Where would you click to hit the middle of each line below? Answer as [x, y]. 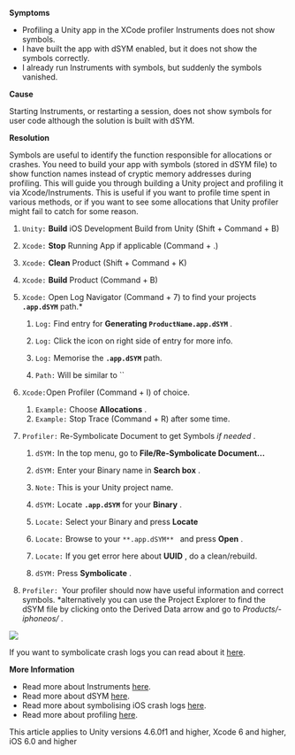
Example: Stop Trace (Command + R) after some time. [132, 419]
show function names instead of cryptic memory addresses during [130, 173]
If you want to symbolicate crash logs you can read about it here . [127, 652]
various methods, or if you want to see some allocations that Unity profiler [144, 202]
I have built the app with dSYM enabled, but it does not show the [140, 49]
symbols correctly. [56, 58]
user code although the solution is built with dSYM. [102, 120]
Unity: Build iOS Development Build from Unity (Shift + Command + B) [151, 228]
